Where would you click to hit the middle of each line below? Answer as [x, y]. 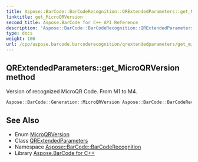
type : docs [19, 33]
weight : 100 [21, 39]
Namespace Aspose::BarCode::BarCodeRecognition [78, 147]
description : [22, 28]
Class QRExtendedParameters [51, 141]
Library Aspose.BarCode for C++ [55, 153]
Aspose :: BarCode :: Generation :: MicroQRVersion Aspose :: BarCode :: [87, 102]
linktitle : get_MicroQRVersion [44, 17]
